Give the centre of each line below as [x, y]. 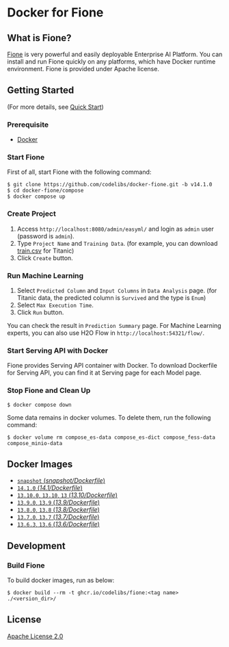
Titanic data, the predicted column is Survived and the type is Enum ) [111, 298]
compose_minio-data [35, 443]
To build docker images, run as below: [61, 581]
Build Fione [26, 565]
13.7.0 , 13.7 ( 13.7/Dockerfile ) [58, 517]
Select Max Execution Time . [55, 305]
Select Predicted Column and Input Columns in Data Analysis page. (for [117, 290]
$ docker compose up [37, 196]
